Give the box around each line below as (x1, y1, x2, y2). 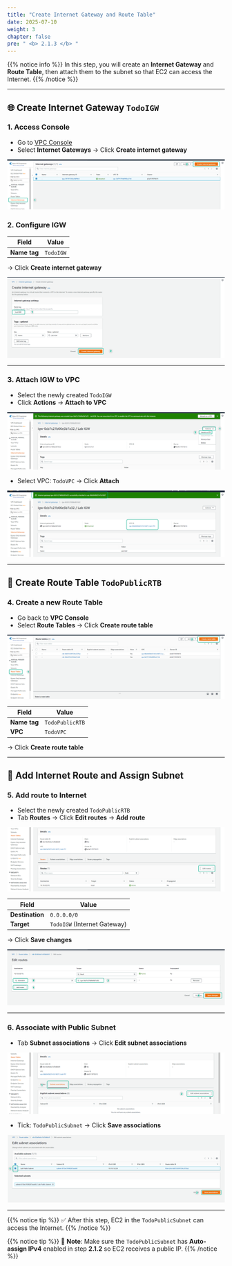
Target (10, 920, 30, 928)
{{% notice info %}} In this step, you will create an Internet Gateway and (7, 60, 214, 69)
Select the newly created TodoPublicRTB (17, 806, 130, 815)
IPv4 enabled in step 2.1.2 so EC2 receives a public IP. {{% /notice (28, 1245, 217, 1253)
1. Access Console (7, 122, 70, 132)
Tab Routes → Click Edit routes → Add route (17, 813, 146, 822)
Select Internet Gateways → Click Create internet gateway (17, 146, 188, 154)
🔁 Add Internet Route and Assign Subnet (7, 770, 184, 781)
